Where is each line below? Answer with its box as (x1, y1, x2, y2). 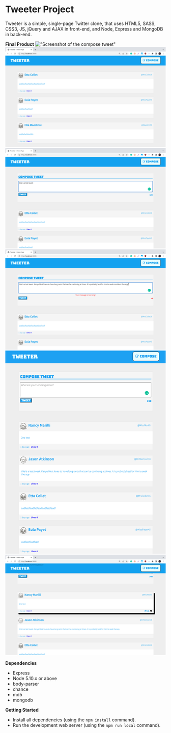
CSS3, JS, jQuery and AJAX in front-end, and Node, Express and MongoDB (5, 25, 163, 32)
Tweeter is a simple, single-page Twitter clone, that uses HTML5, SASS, (5, 20, 156, 26)
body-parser (12, 681, 39, 687)
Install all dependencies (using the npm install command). (12, 717, 136, 723)
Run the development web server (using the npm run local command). (12, 722, 161, 728)
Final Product (5, 41, 34, 47)
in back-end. (5, 31, 32, 37)
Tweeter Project (5, 4, 74, 15)
